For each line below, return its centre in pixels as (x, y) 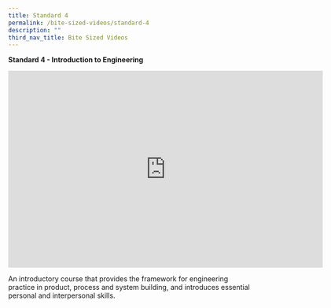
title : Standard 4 (38, 15)
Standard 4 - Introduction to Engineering (76, 60)
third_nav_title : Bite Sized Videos (68, 37)
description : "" (35, 30)
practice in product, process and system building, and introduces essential (129, 288)
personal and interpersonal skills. (62, 295)
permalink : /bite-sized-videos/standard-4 (79, 23)
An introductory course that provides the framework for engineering (118, 279)
